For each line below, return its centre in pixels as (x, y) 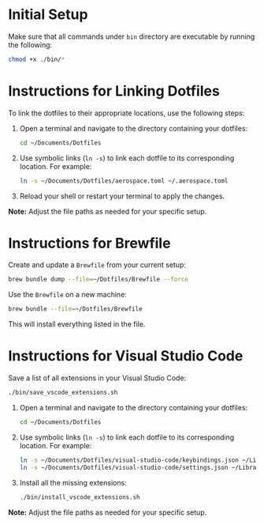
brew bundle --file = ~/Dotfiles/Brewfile (76, 309)
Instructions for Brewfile (89, 243)
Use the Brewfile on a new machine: (68, 295)
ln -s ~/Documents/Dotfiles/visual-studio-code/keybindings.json (129, 460)
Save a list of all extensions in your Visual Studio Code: (97, 378)
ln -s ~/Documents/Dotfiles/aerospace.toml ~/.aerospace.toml (124, 181)
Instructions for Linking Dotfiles (114, 91)
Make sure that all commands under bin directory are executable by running (132, 36)
